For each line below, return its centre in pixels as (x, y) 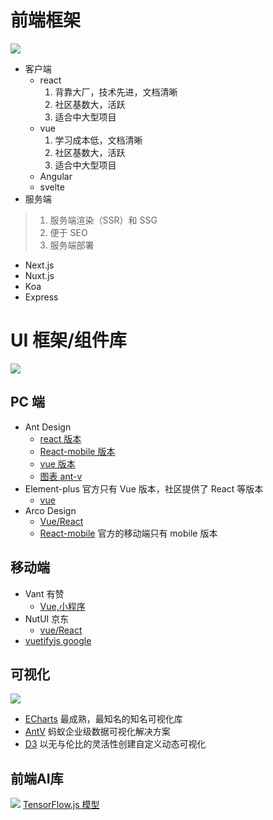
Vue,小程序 (62, 606)
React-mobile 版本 (77, 451)
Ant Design (48, 427)
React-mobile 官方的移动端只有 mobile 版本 (128, 533)
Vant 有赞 (44, 593)
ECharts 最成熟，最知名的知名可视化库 (103, 719)
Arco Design (50, 510)
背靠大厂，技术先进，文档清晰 (116, 92)
